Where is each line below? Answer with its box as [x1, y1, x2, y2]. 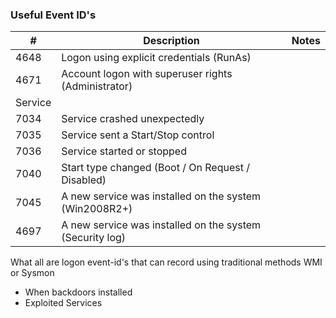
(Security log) [61, 231, 127, 245]
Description [143, 34, 200, 48]
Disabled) [61, 173, 107, 187]
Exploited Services [24, 297, 103, 309]
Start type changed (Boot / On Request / [61, 161, 251, 175]
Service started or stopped [61, 144, 187, 158]
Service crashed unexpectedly [61, 112, 205, 126]
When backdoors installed [24, 286, 133, 298]
